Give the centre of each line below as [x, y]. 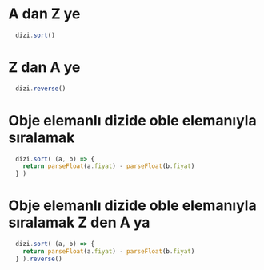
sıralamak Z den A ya [79, 222]
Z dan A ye [44, 67]
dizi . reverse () [41, 89]
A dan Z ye [44, 14]
